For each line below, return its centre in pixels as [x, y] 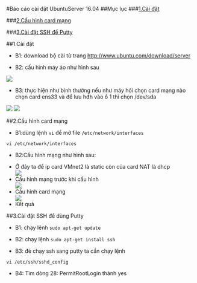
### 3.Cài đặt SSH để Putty [40, 32]
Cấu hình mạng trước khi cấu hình [57, 179]
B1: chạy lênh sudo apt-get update [58, 227]
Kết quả [25, 204]
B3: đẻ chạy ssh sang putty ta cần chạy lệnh [70, 251]
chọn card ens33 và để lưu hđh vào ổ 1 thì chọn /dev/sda [86, 97]
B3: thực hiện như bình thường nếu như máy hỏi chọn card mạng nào [100, 90]
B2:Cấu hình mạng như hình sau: [55, 155]
